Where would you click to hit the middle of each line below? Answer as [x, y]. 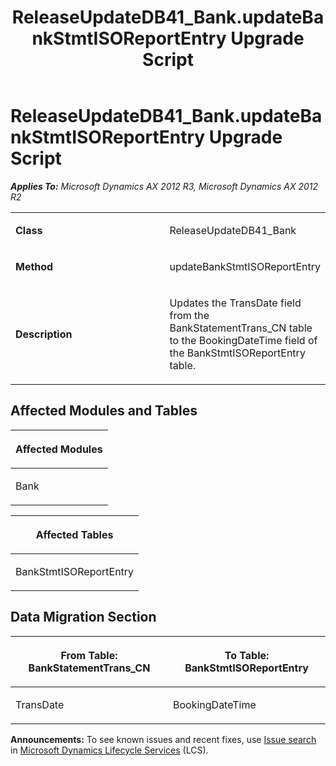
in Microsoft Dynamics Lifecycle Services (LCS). [109, 750]
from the [189, 315]
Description [44, 334]
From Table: [89, 655]
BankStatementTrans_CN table [241, 328]
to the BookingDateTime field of [243, 340]
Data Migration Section [83, 617]
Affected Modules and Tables [104, 411]
